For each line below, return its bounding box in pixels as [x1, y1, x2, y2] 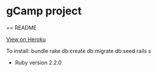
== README [6, 24, 37, 31]
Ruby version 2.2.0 [14, 59, 62, 66]
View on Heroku [6, 35, 46, 43]
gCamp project [6, 4, 82, 18]
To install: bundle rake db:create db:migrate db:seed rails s [6, 47, 152, 55]
